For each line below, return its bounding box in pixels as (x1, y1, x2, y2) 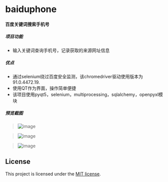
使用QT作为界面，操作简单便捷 (12, 85, 76, 91)
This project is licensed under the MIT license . (5, 170, 101, 177)
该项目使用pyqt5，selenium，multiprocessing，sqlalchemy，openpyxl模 (12, 91, 163, 97)
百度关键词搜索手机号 (5, 21, 49, 27)
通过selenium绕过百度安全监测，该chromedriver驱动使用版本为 (12, 73, 143, 79)
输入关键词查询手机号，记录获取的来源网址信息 (12, 47, 110, 53)
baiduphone (5, 4, 57, 15)
